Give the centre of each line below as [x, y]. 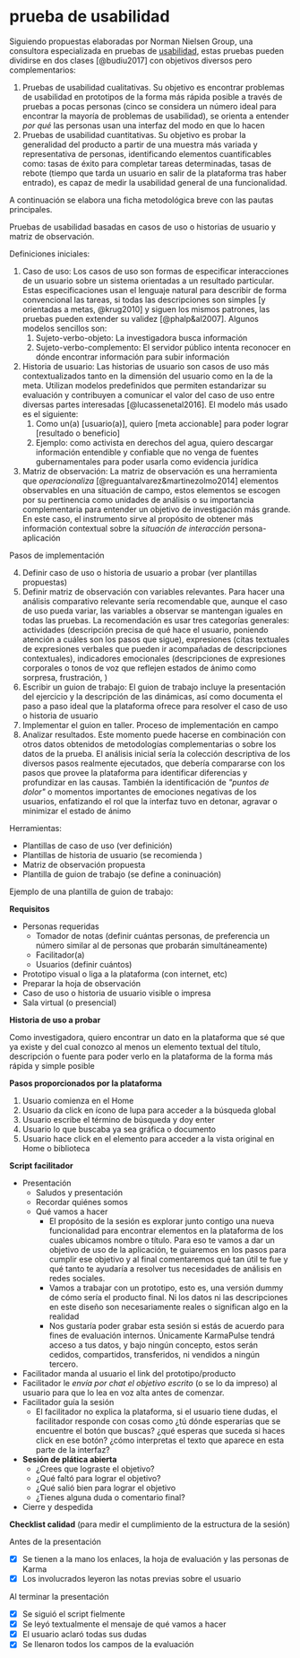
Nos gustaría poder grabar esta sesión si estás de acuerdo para [167, 1325]
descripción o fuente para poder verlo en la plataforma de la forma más [141, 1056]
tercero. [64, 1364]
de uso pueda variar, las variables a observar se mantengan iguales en [153, 611]
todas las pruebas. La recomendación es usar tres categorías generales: [155, 620]
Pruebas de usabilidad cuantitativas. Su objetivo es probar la [134, 135]
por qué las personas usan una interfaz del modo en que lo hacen [144, 125]
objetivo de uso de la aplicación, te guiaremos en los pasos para [167, 1249]
